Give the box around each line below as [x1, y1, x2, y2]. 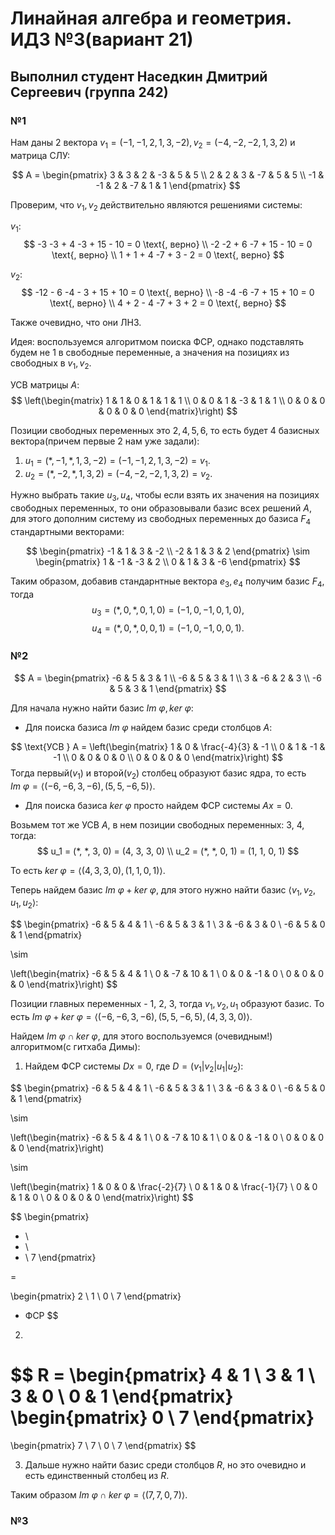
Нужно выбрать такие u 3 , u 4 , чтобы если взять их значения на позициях [10, 489, 320, 504]
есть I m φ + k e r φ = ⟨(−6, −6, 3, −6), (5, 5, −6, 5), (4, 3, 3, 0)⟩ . [10, 1010, 253, 1022]
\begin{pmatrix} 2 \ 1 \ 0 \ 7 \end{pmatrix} [10, 1290, 182, 1302]
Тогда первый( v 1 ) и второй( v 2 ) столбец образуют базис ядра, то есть [10, 767, 307, 781]
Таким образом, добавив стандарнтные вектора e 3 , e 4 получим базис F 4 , [10, 575, 325, 589]
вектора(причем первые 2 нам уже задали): [10, 435, 200, 447]
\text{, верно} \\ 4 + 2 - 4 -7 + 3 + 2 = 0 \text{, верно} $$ [49, 297, 287, 309]
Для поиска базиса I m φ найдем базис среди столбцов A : [24, 721, 273, 733]
